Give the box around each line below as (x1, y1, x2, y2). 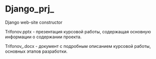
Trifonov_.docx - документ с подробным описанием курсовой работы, (5, 43, 151, 49)
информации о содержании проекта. (5, 34, 82, 40)
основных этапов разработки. (5, 48, 68, 54)
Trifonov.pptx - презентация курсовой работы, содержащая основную (5, 29, 152, 34)
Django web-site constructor (5, 19, 63, 25)
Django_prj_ (5, 3, 54, 15)
